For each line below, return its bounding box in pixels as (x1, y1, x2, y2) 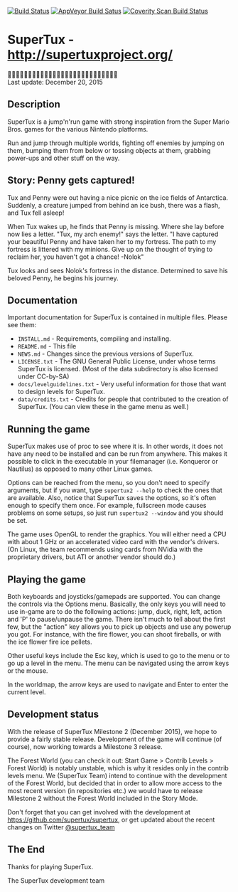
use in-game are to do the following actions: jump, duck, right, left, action (7, 607, 222, 615)
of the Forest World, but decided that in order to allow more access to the (7, 779, 222, 787)
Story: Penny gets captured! (7, 174, 135, 186)
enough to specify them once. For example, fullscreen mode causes (7, 501, 207, 510)
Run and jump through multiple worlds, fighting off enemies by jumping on (7, 139, 225, 147)
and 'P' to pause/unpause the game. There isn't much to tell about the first (7, 615, 226, 623)
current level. (7, 688, 46, 696)
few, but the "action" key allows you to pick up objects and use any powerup (7, 622, 232, 631)
